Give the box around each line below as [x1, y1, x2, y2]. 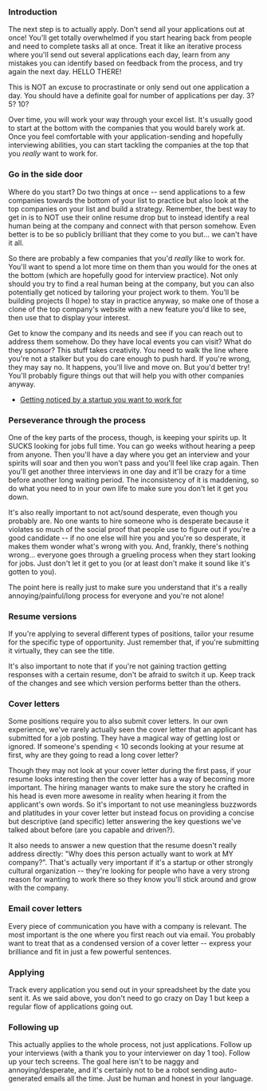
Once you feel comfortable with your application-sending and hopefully [8, 132, 243, 141]
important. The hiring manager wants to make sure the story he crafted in [8, 783, 249, 792]
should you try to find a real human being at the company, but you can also [8, 279, 255, 288]
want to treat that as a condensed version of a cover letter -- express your [8, 938, 253, 948]
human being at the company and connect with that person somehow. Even [8, 220, 257, 230]
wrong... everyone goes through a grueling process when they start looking [8, 549, 257, 559]
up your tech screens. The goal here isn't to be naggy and [8, 1057, 199, 1066]
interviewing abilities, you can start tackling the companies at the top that [8, 141, 249, 150]
